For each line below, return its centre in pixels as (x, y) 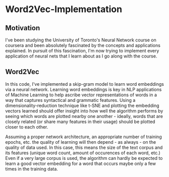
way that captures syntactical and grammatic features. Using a (70, 100)
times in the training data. (32, 169)
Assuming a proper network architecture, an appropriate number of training (84, 137)
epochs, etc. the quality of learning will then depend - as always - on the (81, 142)
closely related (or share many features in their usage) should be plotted (80, 122)
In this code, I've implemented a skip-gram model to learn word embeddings (84, 84)
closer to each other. (27, 127)
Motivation (23, 28)
